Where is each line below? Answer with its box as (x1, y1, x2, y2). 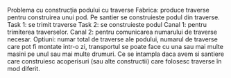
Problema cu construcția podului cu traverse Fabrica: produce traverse (7, 6, 209, 14)
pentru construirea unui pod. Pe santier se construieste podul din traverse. (7, 13, 220, 21)
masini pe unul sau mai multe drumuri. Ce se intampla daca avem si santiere (7, 50, 224, 58)
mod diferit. (7, 65, 40, 72)
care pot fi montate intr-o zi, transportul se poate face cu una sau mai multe (7, 43, 224, 50)
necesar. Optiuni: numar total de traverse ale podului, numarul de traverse (7, 35, 219, 43)
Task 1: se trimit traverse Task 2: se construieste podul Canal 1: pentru (7, 21, 207, 28)
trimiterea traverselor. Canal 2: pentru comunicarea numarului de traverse (7, 28, 217, 36)
